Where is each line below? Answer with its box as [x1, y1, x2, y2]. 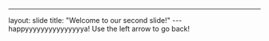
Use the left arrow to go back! [91, 24, 191, 33]
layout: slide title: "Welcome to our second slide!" [8, 16, 171, 24]
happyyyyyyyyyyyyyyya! [8, 24, 90, 33]
